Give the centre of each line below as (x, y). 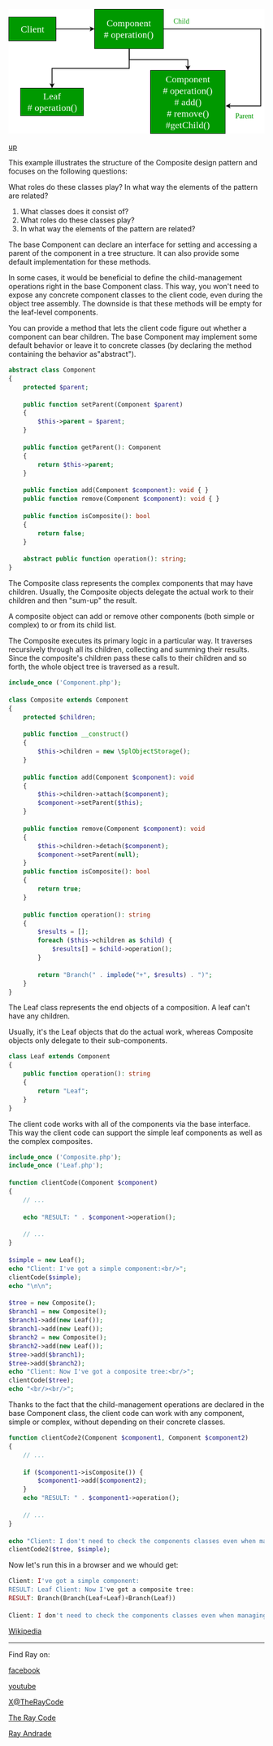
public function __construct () (76, 734)
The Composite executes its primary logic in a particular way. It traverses (131, 641)
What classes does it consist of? (74, 212)
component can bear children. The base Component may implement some (133, 337)
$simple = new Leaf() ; (47, 1260)
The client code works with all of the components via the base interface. (129, 1124)
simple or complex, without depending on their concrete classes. (117, 1422)
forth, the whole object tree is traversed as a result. (94, 667)
